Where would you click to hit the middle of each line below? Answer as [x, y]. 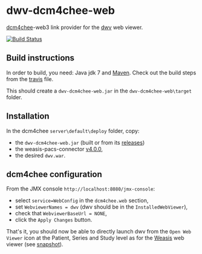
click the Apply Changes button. [54, 220]
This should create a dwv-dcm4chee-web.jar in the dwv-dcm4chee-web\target [99, 91]
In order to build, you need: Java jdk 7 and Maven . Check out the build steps [101, 73]
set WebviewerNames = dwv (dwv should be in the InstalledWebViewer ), [101, 207]
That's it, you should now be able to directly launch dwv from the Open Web [99, 232]
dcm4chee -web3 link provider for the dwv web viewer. [75, 27]
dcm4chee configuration [54, 174]
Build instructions [40, 58]
